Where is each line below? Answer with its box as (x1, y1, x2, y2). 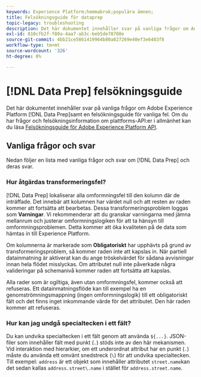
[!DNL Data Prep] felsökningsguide (6, 85, 182, 98)
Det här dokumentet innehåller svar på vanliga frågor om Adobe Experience (6, 104, 193, 111)
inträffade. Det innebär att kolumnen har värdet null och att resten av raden (6, 198, 191, 205)
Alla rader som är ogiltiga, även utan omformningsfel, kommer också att (6, 278, 183, 285)
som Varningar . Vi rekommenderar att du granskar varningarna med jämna (6, 210, 191, 218)
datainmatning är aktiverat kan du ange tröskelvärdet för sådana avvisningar (6, 254, 194, 261)
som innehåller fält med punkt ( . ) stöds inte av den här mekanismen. (17, 339, 187, 346)
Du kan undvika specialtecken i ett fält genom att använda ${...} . (6, 332, 169, 339)
